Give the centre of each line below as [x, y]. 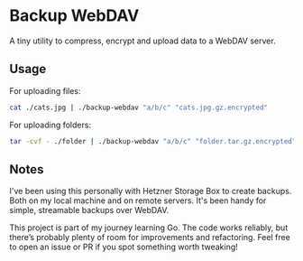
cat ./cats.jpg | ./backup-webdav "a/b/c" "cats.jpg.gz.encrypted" [139, 107]
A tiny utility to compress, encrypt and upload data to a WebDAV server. [143, 41]
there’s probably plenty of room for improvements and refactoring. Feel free [150, 238]
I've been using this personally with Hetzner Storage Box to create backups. [151, 191]
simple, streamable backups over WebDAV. [89, 210]
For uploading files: [45, 90]
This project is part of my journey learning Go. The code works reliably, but [149, 228]
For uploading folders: [50, 125]
